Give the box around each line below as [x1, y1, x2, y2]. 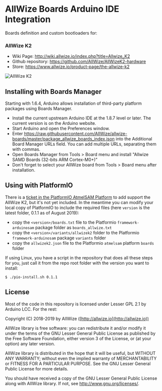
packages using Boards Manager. [5, 106, 72, 112]
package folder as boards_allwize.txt [35, 224, 112, 230]
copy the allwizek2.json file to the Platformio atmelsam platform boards [12, 240, 154, 246]
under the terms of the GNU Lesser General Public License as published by [5, 330, 156, 336]
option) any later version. [5, 341, 55, 346]
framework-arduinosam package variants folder [12, 235, 106, 241]
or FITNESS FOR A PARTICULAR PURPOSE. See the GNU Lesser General [5, 361, 151, 367]
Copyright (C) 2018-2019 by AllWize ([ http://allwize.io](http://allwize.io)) [5, 316, 149, 322]
